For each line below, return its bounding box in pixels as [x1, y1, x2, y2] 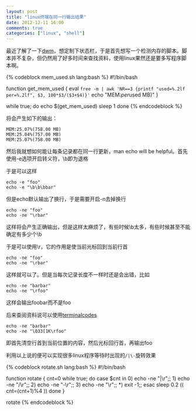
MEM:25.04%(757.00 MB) [6, 132, 61, 138]
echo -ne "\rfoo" [6, 288, 49, 294]
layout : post [6, 8, 38, 15]
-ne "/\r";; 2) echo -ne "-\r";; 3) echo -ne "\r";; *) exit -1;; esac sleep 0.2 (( [6, 381, 184, 388]
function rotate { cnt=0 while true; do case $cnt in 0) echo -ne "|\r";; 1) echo [6, 375, 190, 382]
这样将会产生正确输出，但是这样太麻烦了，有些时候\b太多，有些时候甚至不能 [6, 224, 191, 231]
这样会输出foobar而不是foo [6, 299, 71, 306]
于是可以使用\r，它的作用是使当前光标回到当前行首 [6, 243, 128, 250]
